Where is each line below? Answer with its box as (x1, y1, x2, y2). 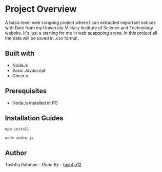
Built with (5, 49, 35, 58)
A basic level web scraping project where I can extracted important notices (5, 20, 156, 25)
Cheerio (12, 72, 28, 79)
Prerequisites (5, 87, 47, 95)
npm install (5, 127, 29, 132)
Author (5, 149, 27, 157)
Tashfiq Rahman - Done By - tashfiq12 (5, 162, 82, 168)
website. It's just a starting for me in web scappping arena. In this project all (5, 30, 157, 36)
